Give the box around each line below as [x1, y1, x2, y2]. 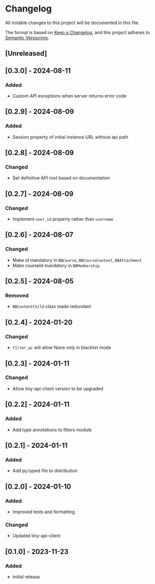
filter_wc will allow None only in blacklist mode [12, 345, 111, 351]
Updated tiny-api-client [12, 533, 61, 539]
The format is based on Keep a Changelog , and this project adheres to [5, 29, 150, 35]
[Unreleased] [5, 49, 47, 58]
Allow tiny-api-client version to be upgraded [12, 385, 103, 392]
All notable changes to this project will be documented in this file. [5, 20, 140, 26]
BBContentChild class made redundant [12, 304, 91, 310]
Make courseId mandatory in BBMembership [12, 262, 100, 268]
